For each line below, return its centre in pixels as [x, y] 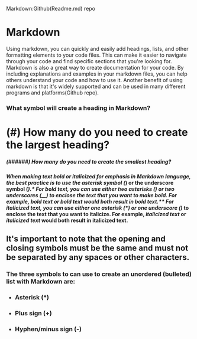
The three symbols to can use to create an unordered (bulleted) [99, 274]
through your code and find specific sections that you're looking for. [89, 61]
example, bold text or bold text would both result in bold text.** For [90, 202]
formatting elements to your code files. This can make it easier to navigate [97, 55]
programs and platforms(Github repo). [53, 92]
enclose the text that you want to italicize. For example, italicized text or [96, 214]
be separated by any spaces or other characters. [98, 257]
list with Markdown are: [41, 282]
